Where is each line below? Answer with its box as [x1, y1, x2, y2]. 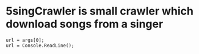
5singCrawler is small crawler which [5, 4, 194, 18]
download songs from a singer [5, 17, 164, 31]
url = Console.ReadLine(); [5, 42, 74, 49]
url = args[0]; [5, 37, 45, 43]
